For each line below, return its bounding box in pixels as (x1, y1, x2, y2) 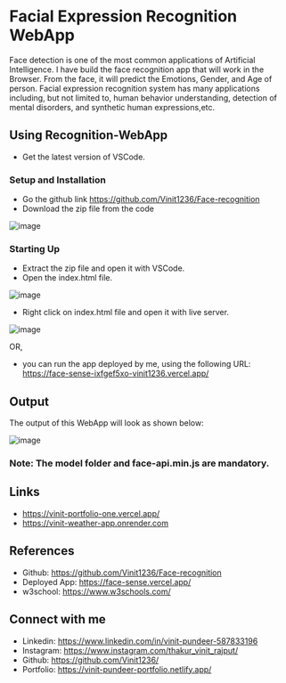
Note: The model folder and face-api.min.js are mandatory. (9, 457, 270, 469)
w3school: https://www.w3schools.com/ (21, 586, 171, 597)
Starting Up (9, 242, 61, 255)
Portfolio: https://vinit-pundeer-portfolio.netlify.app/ (21, 663, 212, 674)
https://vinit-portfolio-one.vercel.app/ (21, 508, 160, 518)
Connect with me (9, 612, 107, 627)
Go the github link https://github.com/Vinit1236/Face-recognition (21, 194, 260, 205)
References (9, 543, 75, 558)
